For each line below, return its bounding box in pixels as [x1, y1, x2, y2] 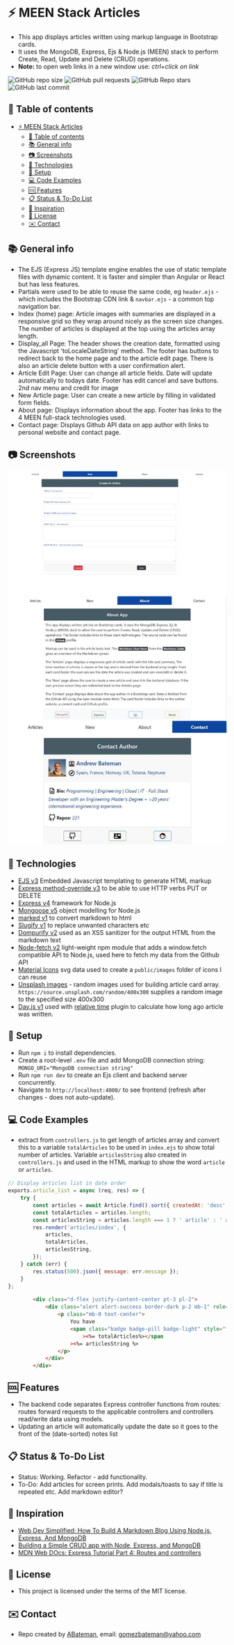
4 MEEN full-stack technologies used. [17, 413, 127, 422]
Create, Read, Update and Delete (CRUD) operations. [17, 54, 170, 63]
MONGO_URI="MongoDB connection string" [17, 1065, 134, 1072]
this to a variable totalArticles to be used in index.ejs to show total [17, 1143, 215, 1152]
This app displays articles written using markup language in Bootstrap [17, 32, 218, 41]
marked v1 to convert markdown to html [17, 913, 132, 922]
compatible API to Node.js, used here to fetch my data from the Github [17, 950, 219, 959]
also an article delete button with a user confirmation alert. [17, 361, 186, 369]
